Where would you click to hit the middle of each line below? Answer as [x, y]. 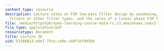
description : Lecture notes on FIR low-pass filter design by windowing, [82, 14]
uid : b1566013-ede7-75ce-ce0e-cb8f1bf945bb [50, 41]
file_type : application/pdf [34, 28]
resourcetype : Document [29, 32]
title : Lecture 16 [24, 37]
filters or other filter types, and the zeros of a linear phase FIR [82, 18]
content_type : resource [29, 9]
